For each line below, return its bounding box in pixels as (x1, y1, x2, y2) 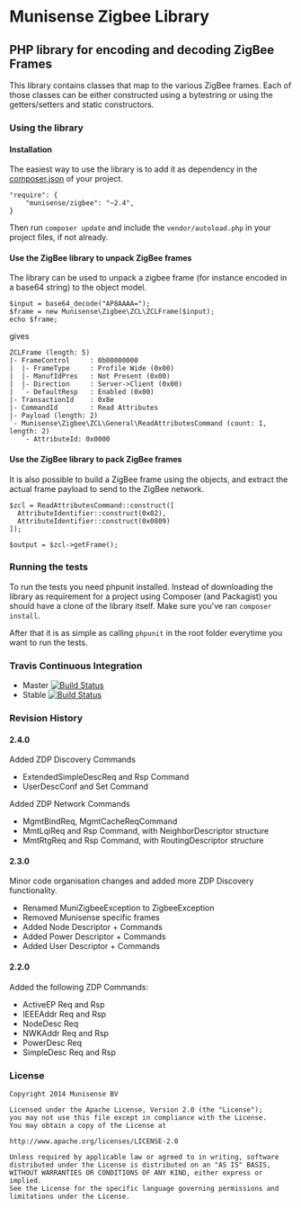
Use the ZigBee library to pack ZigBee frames (9, 453, 182, 464)
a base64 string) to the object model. (9, 282, 146, 293)
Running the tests (9, 560, 88, 573)
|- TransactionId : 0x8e (9, 396, 115, 405)
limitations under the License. (9, 1192, 130, 1201)
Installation (9, 144, 52, 155)
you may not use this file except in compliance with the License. (9, 1113, 268, 1122)
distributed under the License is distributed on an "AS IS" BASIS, (9, 1160, 271, 1169)
